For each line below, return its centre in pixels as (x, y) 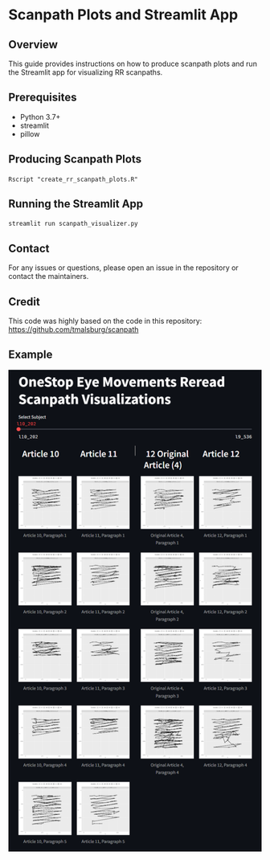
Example (31, 355)
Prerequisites (43, 98)
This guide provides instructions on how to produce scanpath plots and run (133, 63)
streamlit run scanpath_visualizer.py (73, 224)
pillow (30, 133)
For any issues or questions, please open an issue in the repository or (123, 268)
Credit (24, 302)
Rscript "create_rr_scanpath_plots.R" (73, 179)
